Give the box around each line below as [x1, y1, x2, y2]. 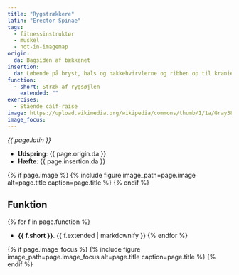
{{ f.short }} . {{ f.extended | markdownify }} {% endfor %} [17, 232, 188, 240]
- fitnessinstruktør [14, 30, 75, 38]
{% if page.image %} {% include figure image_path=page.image [7, 171, 196, 179]
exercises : [7, 97, 40, 104]
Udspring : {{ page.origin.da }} [17, 149, 107, 158]
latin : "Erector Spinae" [7, 17, 81, 24]
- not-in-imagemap [14, 43, 69, 50]
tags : [7, 23, 23, 31]
